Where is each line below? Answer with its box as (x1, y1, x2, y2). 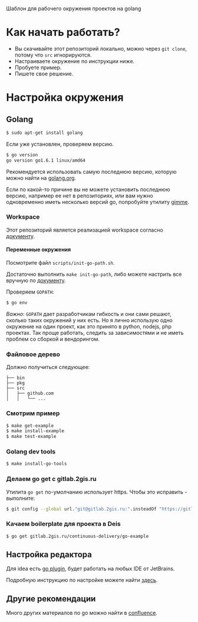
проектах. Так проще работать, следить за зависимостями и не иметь (6, 329, 184, 336)
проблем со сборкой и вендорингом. (6, 335, 100, 343)
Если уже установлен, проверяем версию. (6, 140, 114, 147)
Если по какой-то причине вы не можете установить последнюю (6, 186, 170, 193)
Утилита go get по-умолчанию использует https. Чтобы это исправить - (6, 488, 187, 495)
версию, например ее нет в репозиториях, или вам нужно (6, 192, 153, 199)
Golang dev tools (6, 447, 56, 456)
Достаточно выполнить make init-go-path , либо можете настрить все (6, 271, 182, 278)
